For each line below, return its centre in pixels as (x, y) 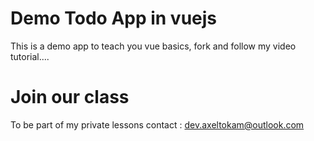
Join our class (70, 97)
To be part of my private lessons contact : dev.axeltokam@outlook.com (157, 124)
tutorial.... (30, 56)
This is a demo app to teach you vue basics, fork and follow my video (153, 46)
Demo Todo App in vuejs (114, 18)
